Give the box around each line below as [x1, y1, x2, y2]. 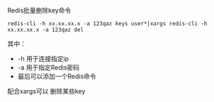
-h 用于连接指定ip [17, 55, 69, 63]
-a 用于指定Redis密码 [17, 63, 80, 72]
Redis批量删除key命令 [7, 6, 72, 14]
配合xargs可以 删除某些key [7, 87, 86, 95]
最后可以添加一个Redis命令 [17, 72, 97, 80]
